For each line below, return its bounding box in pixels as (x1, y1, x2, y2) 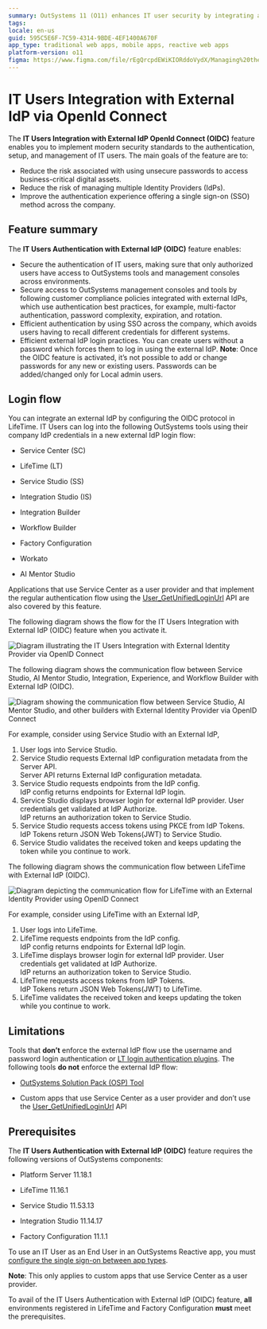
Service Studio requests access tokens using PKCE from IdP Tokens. (19, 821, 245, 831)
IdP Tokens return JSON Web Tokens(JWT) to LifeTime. (19, 984, 203, 994)
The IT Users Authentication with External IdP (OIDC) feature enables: (8, 244, 242, 253)
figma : (8, 57, 30, 64)
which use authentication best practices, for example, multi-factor (19, 302, 237, 311)
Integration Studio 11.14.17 (19, 1216, 103, 1226)
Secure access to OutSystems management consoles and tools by (19, 284, 238, 295)
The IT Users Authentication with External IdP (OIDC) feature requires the (8, 1146, 253, 1155)
